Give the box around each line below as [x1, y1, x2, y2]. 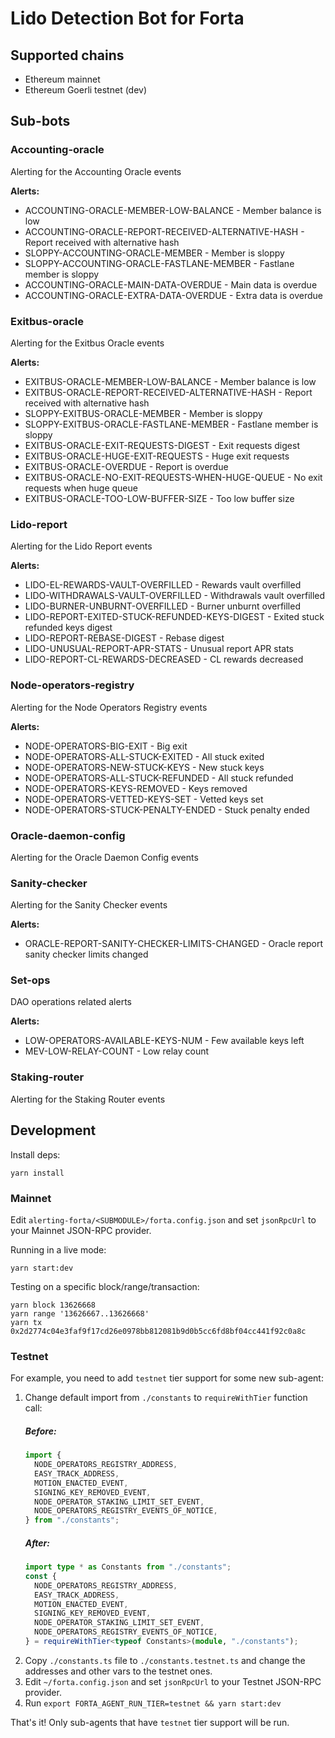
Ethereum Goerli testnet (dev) [24, 84, 148, 96]
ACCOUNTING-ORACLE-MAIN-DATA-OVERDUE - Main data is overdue [24, 278, 318, 291]
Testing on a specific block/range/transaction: [10, 1280, 200, 1292]
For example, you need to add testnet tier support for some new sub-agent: [10, 1372, 324, 1384]
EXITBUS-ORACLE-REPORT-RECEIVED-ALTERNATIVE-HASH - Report [24, 386, 313, 398]
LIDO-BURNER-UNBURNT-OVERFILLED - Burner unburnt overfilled [24, 600, 301, 612]
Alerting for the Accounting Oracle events [10, 165, 182, 177]
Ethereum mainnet [24, 73, 101, 85]
